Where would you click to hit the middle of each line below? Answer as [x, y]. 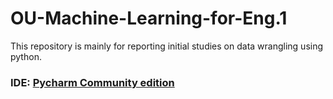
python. [26, 56]
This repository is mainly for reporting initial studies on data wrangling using [167, 46]
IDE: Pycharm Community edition [92, 82]
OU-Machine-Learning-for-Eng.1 [149, 18]
